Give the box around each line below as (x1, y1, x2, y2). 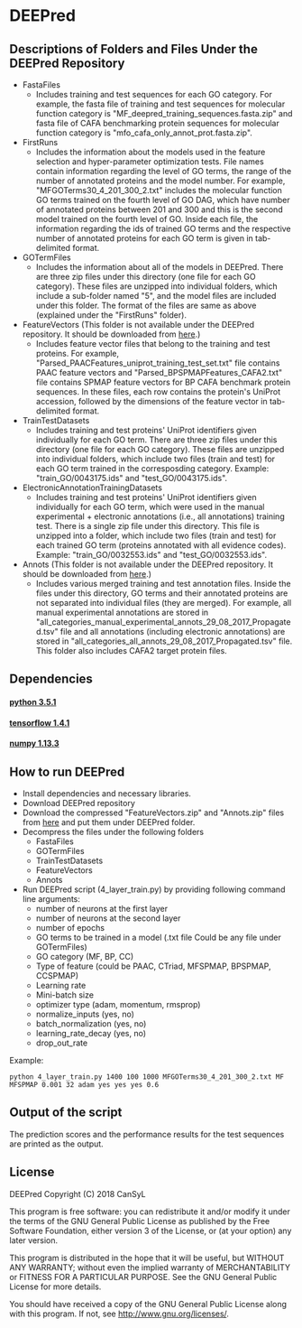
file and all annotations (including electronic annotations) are (59, 627, 286, 636)
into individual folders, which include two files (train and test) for (35, 453, 276, 464)
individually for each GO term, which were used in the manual (35, 502, 265, 512)
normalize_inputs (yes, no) (35, 1008, 135, 1019)
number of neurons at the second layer (35, 913, 181, 924)
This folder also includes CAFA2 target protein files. (35, 645, 227, 655)
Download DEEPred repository (22, 797, 135, 808)
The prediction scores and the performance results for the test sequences (9, 1128, 285, 1139)
